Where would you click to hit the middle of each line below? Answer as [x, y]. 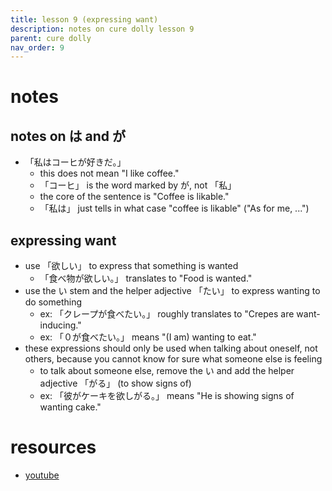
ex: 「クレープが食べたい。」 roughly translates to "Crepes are [167, 314]
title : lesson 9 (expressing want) [84, 19]
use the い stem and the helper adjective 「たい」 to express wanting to [172, 291]
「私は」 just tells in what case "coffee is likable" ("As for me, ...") [174, 208]
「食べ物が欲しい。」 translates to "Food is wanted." [146, 278]
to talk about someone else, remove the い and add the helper [167, 371]
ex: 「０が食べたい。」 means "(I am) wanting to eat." [148, 337]
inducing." [60, 325]
